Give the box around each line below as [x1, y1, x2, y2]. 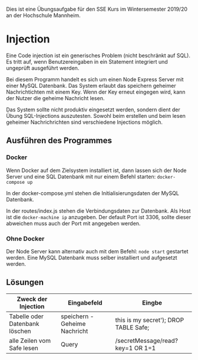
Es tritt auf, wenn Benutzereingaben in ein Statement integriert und [6, 58, 168, 65]
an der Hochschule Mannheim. [6, 12, 81, 19]
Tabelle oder [9, 312, 44, 321]
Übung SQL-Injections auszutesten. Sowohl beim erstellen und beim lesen [6, 112, 186, 119]
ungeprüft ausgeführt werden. [6, 64, 80, 71]
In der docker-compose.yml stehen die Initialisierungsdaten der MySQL [6, 189, 180, 197]
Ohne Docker [6, 235, 45, 243]
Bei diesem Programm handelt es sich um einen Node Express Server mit [6, 75, 184, 82]
